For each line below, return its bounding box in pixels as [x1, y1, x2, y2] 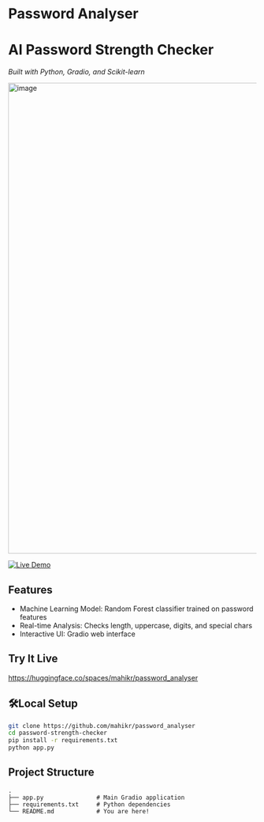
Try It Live [8, 652, 58, 666]
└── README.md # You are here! [8, 807, 150, 815]
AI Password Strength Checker [8, 41, 214, 59]
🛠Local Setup [8, 697, 79, 711]
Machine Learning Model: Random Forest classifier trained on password [19, 604, 254, 613]
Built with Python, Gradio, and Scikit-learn [8, 67, 146, 77]
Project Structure [8, 766, 95, 779]
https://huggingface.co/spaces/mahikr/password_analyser [8, 673, 199, 682]
